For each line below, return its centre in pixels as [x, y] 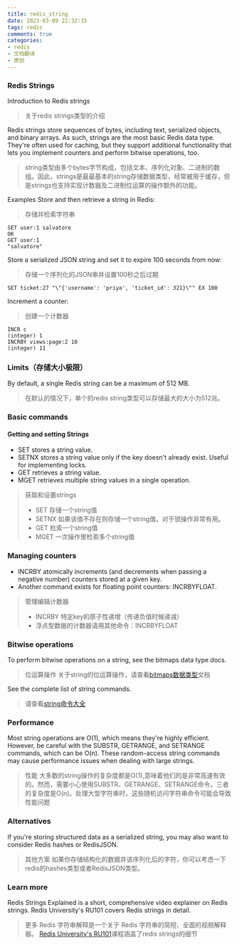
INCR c [17, 330]
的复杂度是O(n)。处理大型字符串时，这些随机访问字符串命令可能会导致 [128, 794]
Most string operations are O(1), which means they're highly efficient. [109, 738]
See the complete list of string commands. [69, 689]
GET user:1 [23, 241]
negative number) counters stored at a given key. [90, 579]
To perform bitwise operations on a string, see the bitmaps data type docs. [117, 660]
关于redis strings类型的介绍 [65, 116]
